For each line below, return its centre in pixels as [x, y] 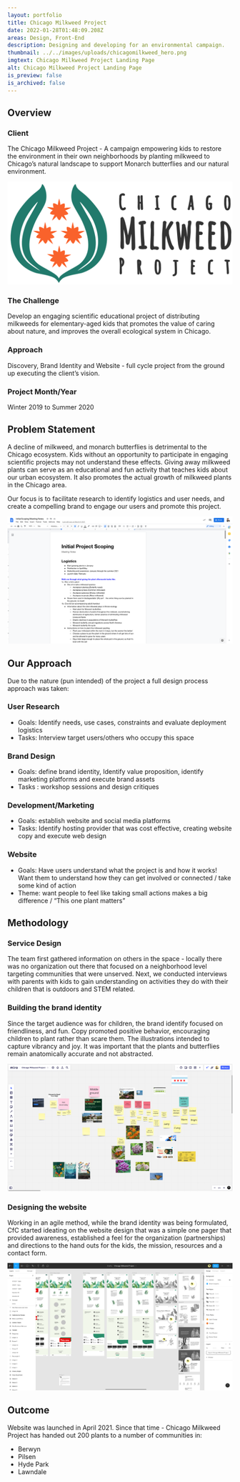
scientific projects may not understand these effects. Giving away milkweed [119, 462]
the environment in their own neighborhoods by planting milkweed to [109, 156]
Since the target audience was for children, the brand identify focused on [115, 1023]
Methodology [38, 923]
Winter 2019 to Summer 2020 [51, 407]
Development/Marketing [51, 805]
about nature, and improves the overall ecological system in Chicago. [109, 332]
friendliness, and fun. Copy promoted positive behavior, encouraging [109, 1031]
